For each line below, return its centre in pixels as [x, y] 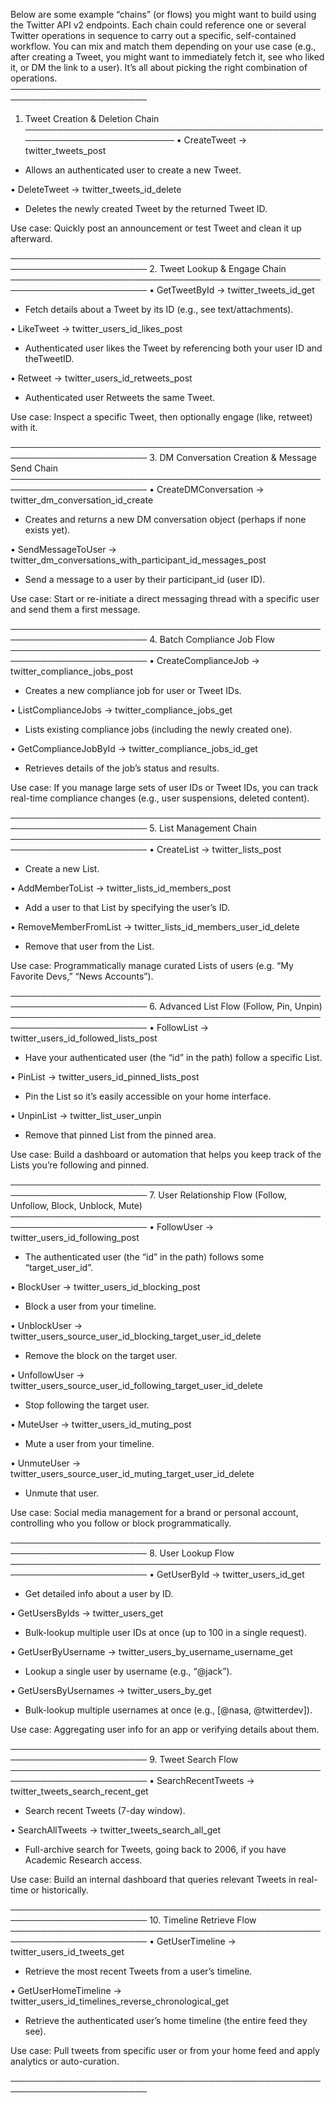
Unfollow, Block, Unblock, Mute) [76, 1205]
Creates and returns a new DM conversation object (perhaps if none [165, 519]
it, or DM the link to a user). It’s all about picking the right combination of [159, 67]
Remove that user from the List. [89, 946]
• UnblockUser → [46, 1325]
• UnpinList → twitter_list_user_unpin [86, 1115]
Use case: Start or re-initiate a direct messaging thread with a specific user [165, 598]
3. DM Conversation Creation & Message [233, 457]
